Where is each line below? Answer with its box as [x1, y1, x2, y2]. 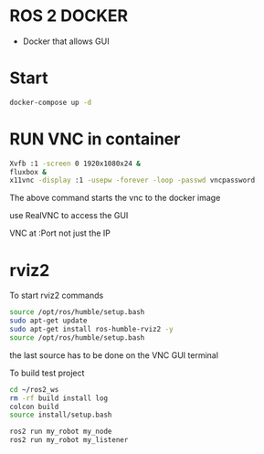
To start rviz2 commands [9, 290, 104, 301]
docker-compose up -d [9, 98, 92, 107]
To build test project [9, 367, 85, 378]
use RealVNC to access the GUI [9, 210, 129, 221]
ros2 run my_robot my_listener [9, 436, 129, 445]
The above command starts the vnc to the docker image [9, 193, 221, 204]
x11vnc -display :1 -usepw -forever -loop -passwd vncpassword [9, 175, 256, 185]
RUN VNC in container [9, 129, 181, 149]
